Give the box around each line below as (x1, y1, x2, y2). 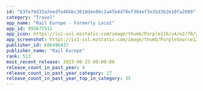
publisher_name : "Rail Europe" (6, 48, 85, 54)
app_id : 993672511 (6, 25, 53, 32)
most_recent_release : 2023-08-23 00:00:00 (6, 59, 115, 65)
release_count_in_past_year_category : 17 (6, 70, 112, 76)
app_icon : (6, 31, 31, 37)
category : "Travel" (6, 14, 56, 20)
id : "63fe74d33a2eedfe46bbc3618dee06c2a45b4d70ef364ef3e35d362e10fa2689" (6, 8, 196, 15)
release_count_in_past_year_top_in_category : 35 (6, 75, 131, 81)
